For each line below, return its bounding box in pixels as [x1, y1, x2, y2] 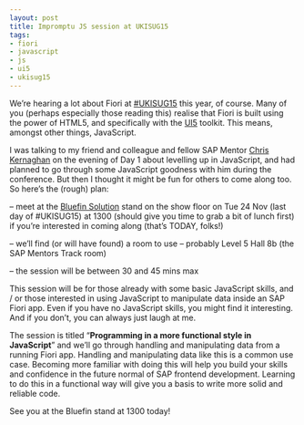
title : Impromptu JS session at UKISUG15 [9, 22, 169, 31]
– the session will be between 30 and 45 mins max [9, 265, 199, 276]
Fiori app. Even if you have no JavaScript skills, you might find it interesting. [9, 302, 294, 313]
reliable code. [9, 388, 61, 399]
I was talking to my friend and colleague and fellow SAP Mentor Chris [9, 144, 269, 155]
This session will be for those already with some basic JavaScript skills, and [9, 283, 294, 294]
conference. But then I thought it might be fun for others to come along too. [9, 173, 292, 184]
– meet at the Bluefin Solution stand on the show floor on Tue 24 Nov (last [9, 201, 287, 212]
